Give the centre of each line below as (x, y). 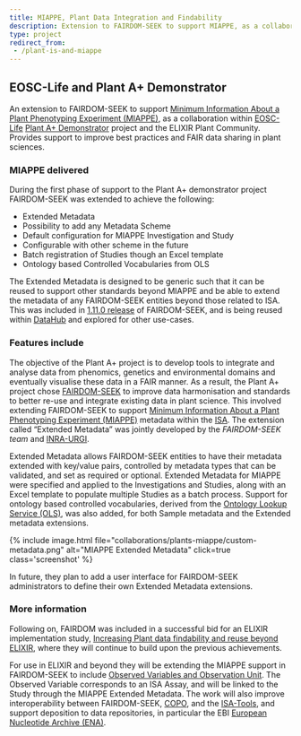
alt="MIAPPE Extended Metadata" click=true (148, 550)
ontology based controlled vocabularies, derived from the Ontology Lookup (148, 504)
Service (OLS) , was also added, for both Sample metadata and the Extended (150, 513)
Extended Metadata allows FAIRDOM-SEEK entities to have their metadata (146, 456)
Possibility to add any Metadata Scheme (97, 226)
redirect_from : (38, 43)
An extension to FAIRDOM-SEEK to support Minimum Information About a (145, 108)
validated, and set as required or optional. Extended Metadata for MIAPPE (145, 475)
